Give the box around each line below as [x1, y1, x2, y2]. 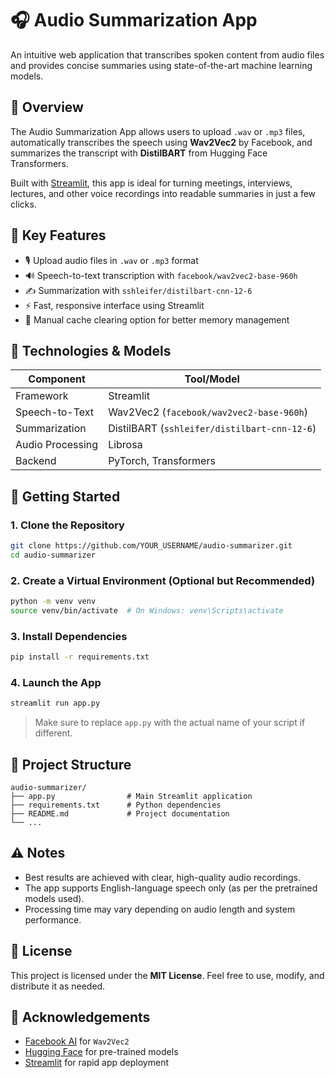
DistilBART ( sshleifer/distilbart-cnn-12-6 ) [108, 422, 317, 436]
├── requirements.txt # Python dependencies [10, 800, 222, 811]
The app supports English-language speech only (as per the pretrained [24, 882, 318, 894]
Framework [15, 389, 69, 403]
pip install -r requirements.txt [10, 652, 150, 662]
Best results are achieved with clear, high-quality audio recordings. [24, 871, 301, 883]
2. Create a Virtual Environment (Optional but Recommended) [10, 573, 316, 587]
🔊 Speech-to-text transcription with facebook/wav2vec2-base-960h [24, 269, 298, 281]
